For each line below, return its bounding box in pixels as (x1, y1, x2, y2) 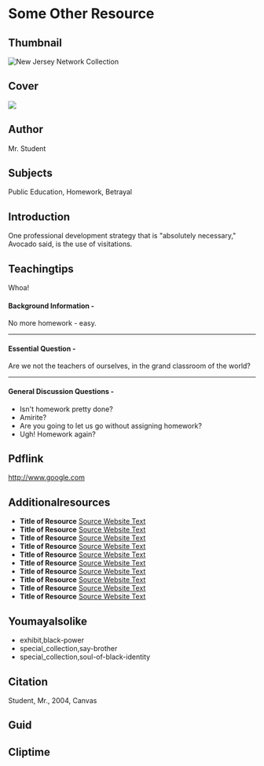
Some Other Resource (8, 5, 155, 23)
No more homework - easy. (8, 319, 97, 328)
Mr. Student (8, 143, 46, 153)
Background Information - (8, 300, 95, 311)
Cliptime (8, 745, 51, 759)
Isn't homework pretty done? (19, 404, 114, 414)
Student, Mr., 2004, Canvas (8, 695, 97, 705)
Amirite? (19, 412, 47, 422)
